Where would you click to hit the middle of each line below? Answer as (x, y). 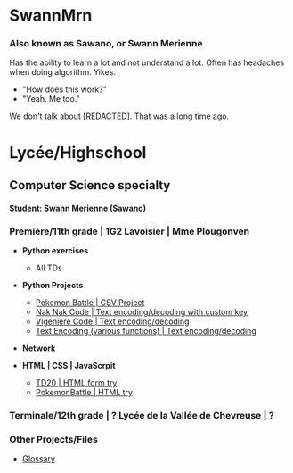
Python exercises (55, 250)
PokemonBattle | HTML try (84, 392)
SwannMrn (51, 16)
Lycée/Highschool (78, 152)
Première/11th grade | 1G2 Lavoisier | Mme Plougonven (130, 231)
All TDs (49, 268)
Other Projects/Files (53, 439)
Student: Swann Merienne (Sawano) (78, 208)
